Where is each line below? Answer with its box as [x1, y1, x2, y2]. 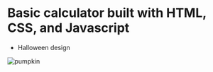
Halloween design [17, 43, 71, 52]
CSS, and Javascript [7, 20, 130, 36]
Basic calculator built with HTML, [7, 5, 207, 21]
